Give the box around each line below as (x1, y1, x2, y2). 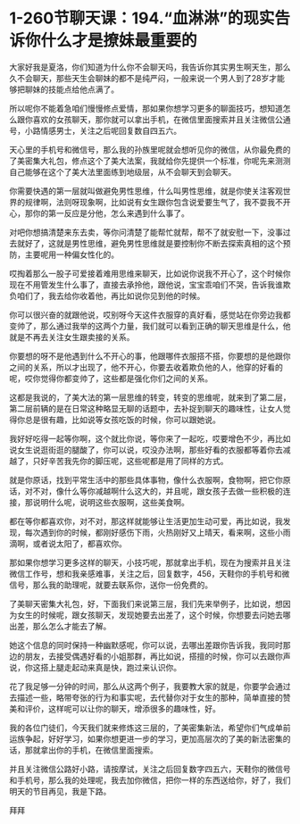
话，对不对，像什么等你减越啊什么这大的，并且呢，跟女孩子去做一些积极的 (9, 486, 283, 496)
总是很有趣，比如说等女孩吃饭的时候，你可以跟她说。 (24, 414, 221, 425)
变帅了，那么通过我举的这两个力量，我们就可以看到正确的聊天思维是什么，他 (9, 320, 291, 331)
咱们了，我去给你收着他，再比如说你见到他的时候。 (16, 290, 205, 301)
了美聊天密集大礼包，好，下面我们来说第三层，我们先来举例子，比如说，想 (9, 598, 283, 609)
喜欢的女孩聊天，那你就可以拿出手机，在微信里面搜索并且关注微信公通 (32, 113, 291, 125)
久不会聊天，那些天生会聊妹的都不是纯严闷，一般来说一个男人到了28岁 (9, 72, 270, 83)
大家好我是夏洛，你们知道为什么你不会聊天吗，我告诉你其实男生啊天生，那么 (9, 62, 291, 72)
